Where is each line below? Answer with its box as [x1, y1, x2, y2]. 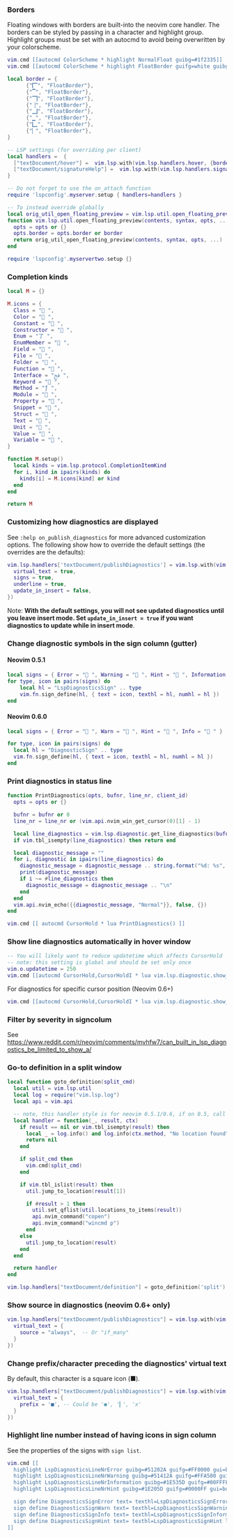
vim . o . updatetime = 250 [7, 966, 77, 973]
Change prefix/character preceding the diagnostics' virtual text [7, 1358, 227, 1368]
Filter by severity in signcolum [7, 1015, 112, 1024]
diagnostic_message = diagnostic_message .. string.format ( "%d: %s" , [19, 863, 226, 870]
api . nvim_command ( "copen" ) [32, 1213, 111, 1220]
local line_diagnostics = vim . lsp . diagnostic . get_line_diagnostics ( [13, 830, 217, 838]
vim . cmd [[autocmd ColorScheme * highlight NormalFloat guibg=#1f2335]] [7, 56, 223, 63]
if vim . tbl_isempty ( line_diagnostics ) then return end [13, 837, 176, 844]
